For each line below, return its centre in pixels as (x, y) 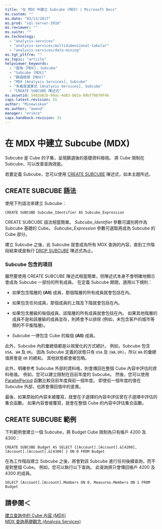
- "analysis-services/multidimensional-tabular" (59, 46)
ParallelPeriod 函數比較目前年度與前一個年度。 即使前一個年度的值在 (73, 380)
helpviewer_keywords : (27, 64)
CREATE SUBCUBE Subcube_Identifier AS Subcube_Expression (65, 213)
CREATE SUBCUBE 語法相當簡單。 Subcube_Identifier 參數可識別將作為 (76, 222)
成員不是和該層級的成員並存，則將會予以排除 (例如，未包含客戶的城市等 (83, 319)
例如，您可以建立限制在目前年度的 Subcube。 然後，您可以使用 (86, 374)
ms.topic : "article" (26, 59)
